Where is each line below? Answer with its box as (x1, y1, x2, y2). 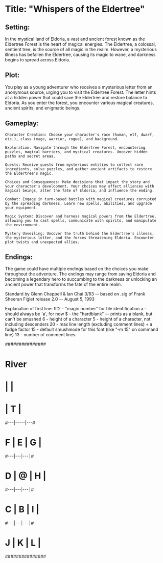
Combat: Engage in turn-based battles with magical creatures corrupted (5, 196, 157, 202)
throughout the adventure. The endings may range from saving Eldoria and (5, 271, 156, 277)
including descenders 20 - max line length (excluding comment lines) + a (5, 322, 153, 327)
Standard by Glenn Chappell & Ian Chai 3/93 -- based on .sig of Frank (5, 291, 146, 297)
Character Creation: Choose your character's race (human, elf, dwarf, (5, 132, 154, 137)
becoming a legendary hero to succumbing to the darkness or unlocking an (5, 276, 157, 282)
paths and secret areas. (5, 154, 56, 159)
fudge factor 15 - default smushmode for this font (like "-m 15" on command (5, 326, 158, 332)
